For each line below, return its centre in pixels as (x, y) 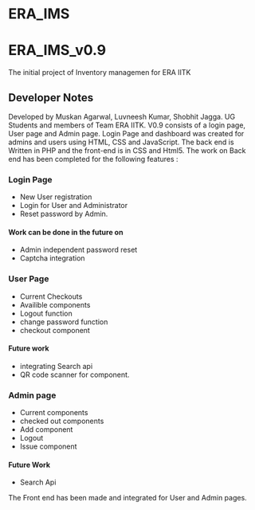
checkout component (55, 330)
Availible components (55, 304)
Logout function (46, 313)
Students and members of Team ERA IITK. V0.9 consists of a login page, (127, 125)
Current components (54, 413)
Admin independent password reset (78, 250)
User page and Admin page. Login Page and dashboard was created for (126, 133)
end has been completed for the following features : (93, 159)
